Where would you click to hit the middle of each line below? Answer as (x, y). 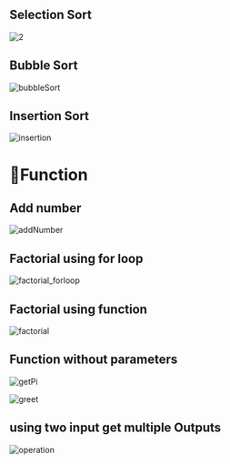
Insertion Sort (49, 116)
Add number (45, 208)
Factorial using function (79, 309)
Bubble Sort (44, 66)
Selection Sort (51, 15)
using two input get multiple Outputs (115, 428)
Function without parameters (94, 360)
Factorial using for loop (76, 258)
